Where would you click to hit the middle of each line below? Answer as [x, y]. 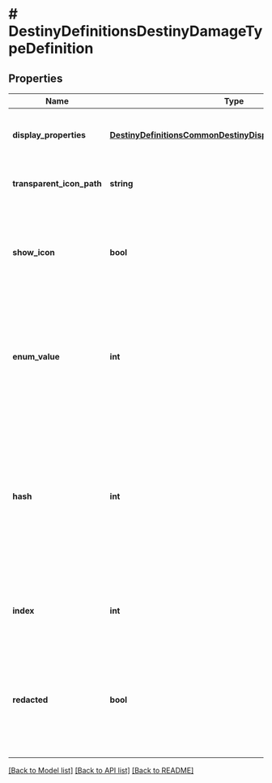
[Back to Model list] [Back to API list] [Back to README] [101, 770]
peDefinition [51, 49]
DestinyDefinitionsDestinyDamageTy [136, 31]
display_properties [49, 135]
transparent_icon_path [57, 183]
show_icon [34, 252]
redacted [30, 700]
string [121, 183]
